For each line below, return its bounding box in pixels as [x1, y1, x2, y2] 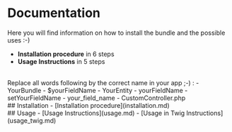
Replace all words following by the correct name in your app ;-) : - [7, 78, 199, 87]
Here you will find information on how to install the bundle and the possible [7, 28, 226, 37]
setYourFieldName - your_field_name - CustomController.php [7, 94, 186, 102]
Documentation [7, 5, 101, 21]
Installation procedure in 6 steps [17, 50, 115, 58]
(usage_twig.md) [7, 116, 57, 125]
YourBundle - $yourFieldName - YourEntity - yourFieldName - [7, 86, 188, 94]
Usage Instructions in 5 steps [17, 57, 105, 65]
